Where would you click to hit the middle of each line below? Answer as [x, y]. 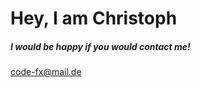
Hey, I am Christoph [94, 18]
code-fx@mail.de [46, 72]
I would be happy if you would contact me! [100, 46]
